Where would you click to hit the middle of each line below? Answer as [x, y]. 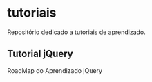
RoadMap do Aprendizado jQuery [55, 70]
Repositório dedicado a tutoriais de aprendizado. [77, 32]
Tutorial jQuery [40, 54]
